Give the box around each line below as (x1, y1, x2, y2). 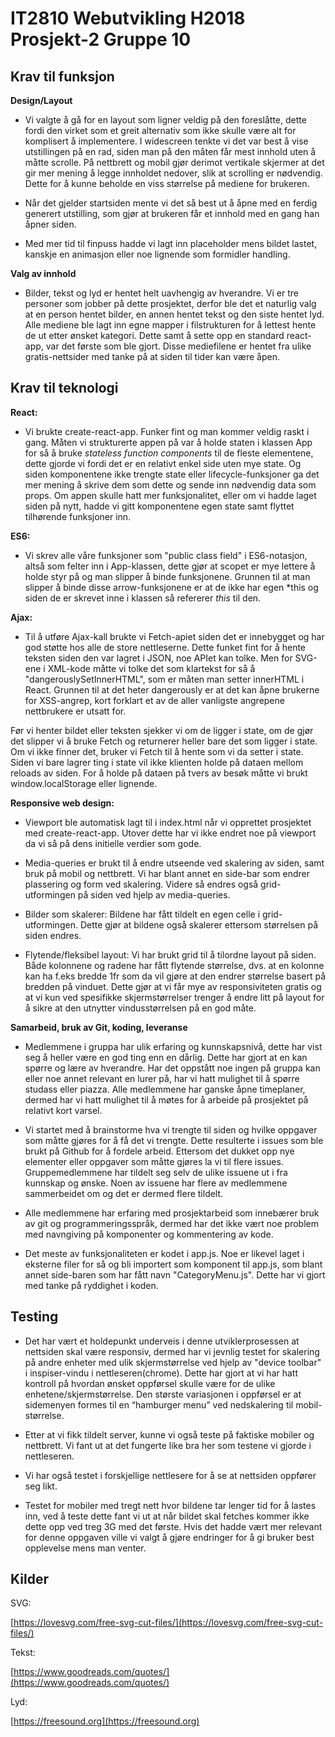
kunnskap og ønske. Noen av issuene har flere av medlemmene (24, 1177, 288, 1189)
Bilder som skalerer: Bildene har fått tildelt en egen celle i (24, 908, 261, 920)
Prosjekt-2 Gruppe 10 (10, 28, 192, 51)
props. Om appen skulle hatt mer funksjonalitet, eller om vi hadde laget (24, 489, 317, 501)
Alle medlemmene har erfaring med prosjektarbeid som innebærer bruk (24, 1207, 320, 1219)
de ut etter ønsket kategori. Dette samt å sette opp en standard (24, 330, 285, 341)
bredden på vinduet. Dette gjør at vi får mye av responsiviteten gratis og (24, 980, 322, 992)
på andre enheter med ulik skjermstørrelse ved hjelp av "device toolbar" (24, 1356, 322, 1368)
